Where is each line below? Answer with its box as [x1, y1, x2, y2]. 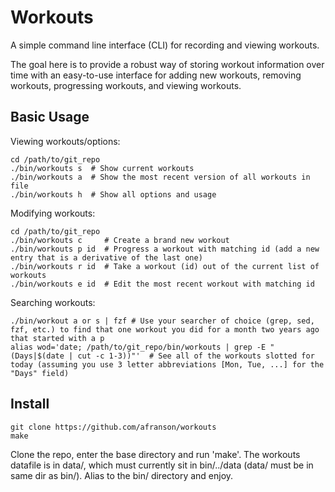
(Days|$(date [10, 351, 65, 361]
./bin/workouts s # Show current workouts [10, 163, 195, 173]
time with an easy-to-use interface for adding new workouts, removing [10, 69, 302, 81]
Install [10, 396, 50, 413]
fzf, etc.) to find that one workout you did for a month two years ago [10, 324, 320, 335]
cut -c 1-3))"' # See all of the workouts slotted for [77, 351, 315, 361]
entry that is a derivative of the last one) [10, 252, 203, 263]
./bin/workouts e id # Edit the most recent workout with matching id [10, 279, 315, 289]
